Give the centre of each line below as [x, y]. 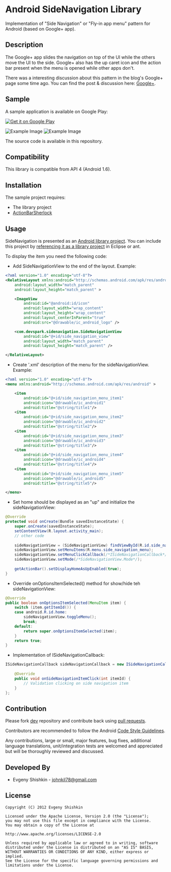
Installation [23, 185]
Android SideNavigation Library [73, 9]
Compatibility [27, 157]
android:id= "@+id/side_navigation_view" [67, 336]
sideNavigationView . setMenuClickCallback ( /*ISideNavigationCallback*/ [91, 555]
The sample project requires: [36, 197]
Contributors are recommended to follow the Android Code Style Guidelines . [85, 731]
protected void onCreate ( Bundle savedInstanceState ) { [65, 522]
